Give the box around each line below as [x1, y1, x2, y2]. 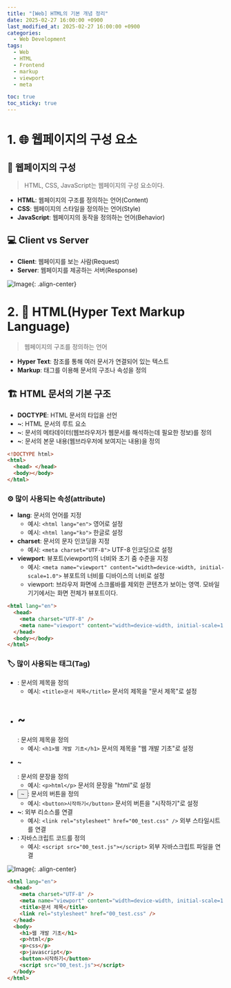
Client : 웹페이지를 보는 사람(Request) [17, 257, 119, 265]
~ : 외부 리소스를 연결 [17, 807, 74, 816]
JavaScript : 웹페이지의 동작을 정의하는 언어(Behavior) [17, 213, 165, 222]
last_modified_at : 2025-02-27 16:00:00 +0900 [7, 23, 140, 30]
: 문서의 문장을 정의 [17, 772, 69, 780]
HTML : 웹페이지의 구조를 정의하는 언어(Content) [17, 196, 149, 204]
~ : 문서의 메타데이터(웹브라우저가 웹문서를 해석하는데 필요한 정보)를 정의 [17, 428, 212, 436]
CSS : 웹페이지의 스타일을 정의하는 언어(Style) [17, 205, 141, 213]
